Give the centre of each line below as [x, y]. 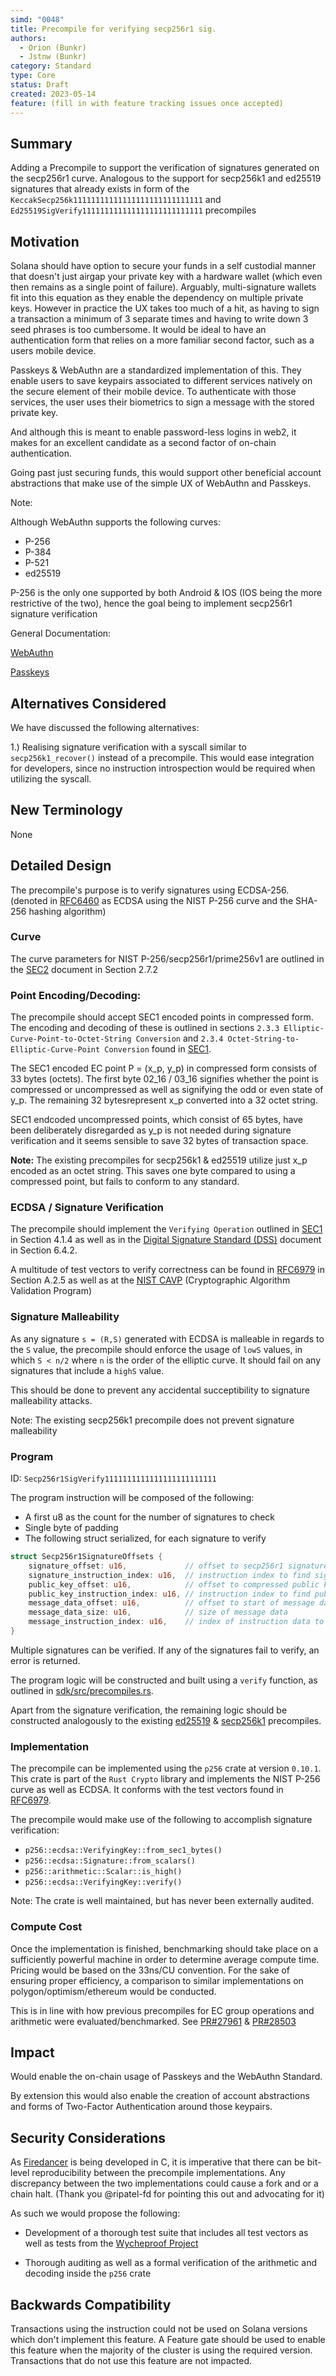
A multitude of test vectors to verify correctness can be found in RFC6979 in [167, 1270]
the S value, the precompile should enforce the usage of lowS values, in [156, 1349]
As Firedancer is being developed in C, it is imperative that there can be [157, 2162]
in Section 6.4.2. [44, 1250]
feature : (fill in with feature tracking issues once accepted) [147, 103]
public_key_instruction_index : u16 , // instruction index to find [169, 1594]
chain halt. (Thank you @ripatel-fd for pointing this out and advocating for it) [167, 2194]
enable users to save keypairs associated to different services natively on [161, 381]
